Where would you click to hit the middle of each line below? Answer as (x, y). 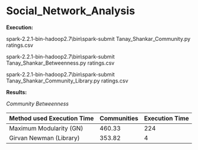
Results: (17, 92)
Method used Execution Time (52, 118)
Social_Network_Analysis (71, 11)
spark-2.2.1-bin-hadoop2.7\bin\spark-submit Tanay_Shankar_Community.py (98, 39)
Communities (119, 118)
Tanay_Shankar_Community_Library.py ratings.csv (67, 81)
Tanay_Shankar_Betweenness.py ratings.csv (60, 63)
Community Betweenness (38, 103)
